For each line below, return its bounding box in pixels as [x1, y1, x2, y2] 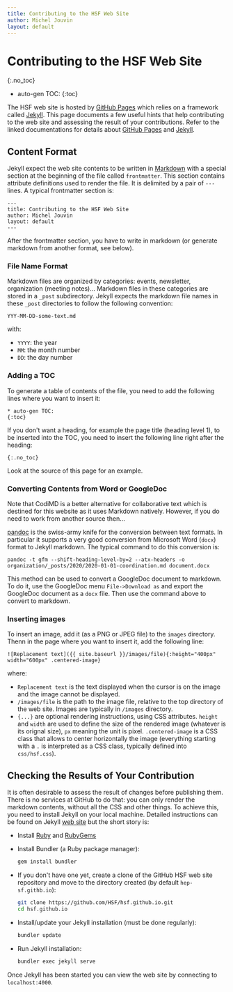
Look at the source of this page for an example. [7, 466, 143, 475]
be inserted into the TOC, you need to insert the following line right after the [7, 433, 225, 441]
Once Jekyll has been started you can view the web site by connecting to [7, 970, 218, 979]
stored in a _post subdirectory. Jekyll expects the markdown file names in [7, 292, 218, 300]
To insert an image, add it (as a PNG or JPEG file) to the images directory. [7, 630, 216, 639]
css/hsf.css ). [17, 749, 56, 758]
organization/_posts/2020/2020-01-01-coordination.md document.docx [7, 563, 210, 570]
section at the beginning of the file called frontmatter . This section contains [7, 171, 225, 180]
